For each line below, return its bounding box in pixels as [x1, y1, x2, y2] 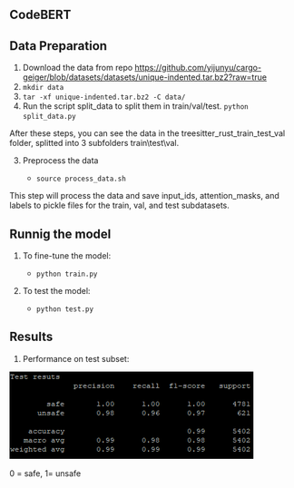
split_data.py [22, 112, 76, 122]
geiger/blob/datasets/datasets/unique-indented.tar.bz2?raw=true [22, 72, 268, 83]
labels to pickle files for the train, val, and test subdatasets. [9, 200, 230, 211]
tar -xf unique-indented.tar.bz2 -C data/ [22, 93, 186, 102]
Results [9, 329, 54, 345]
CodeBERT [9, 7, 72, 23]
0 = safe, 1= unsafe [9, 467, 82, 479]
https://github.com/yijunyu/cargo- [134, 63, 261, 73]
